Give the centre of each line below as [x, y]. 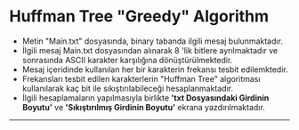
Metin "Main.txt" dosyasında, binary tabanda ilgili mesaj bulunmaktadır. [152, 41]
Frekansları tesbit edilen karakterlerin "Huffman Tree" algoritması [141, 78]
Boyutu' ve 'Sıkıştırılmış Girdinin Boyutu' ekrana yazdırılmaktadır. [143, 107]
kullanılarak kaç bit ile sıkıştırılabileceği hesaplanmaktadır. [128, 88]
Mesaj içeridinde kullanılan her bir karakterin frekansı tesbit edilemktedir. [155, 69]
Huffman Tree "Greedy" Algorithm [139, 16]
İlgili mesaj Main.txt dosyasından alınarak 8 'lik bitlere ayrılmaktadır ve [150, 50]
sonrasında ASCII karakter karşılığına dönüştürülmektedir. [127, 60]
